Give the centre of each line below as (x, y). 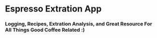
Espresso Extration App (53, 9)
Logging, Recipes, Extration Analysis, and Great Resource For (78, 24)
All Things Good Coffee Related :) (45, 30)
